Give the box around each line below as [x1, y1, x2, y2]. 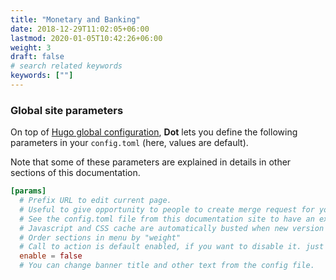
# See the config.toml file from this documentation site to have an [19, 214, 315, 224]
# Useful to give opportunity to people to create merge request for [19, 204, 315, 215]
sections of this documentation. [10, 167, 141, 179]
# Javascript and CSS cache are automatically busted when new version [19, 223, 325, 233]
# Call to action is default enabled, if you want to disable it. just [19, 242, 325, 252]
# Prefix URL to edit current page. [19, 196, 172, 206]
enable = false [19, 251, 83, 261]
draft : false [10, 52, 65, 62]
